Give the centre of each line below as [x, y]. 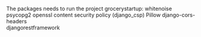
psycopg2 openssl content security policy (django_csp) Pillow [84, 15]
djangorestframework [33, 27]
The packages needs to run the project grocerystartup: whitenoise [89, 9]
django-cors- [179, 15]
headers [17, 21]
